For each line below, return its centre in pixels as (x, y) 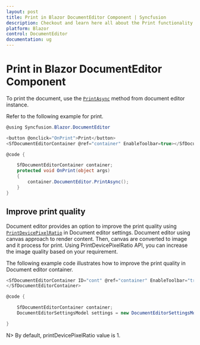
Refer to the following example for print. (55, 116)
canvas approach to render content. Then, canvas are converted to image (97, 239)
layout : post (22, 12)
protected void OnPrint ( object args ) (64, 171)
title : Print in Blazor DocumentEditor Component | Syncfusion (86, 17)
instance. (18, 105)
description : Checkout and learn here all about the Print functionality (100, 23)
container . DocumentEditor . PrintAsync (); (78, 182)
